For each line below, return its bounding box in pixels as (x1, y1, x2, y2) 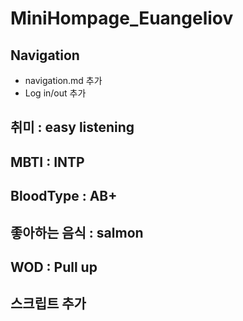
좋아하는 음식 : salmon (10, 224, 144, 241)
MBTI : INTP (10, 153, 85, 171)
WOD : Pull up (10, 258, 98, 276)
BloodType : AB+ (10, 188, 118, 205)
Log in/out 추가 (24, 87, 87, 99)
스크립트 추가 (10, 295, 87, 312)
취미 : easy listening (10, 119, 135, 136)
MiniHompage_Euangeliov (10, 7, 234, 30)
